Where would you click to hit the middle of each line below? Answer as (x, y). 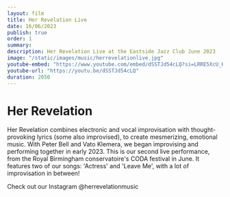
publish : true (27, 32)
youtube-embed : (29, 64)
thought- (203, 130)
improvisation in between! (43, 173)
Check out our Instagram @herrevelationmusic (73, 187)
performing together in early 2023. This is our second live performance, (108, 152)
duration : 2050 (29, 77)
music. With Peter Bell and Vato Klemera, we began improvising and (103, 144)
